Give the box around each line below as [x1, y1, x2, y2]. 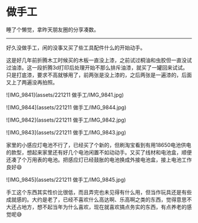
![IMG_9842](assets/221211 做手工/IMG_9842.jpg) [6, 116, 127, 123]
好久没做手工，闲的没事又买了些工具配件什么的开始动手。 [6, 44, 146, 51]
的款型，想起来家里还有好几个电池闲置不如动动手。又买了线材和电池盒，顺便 [6, 149, 192, 156]
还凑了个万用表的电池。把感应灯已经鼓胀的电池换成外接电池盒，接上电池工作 [6, 156, 192, 163]
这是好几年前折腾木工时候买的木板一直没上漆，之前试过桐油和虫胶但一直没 [6, 57, 187, 64]
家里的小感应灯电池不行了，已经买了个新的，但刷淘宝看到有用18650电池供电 [6, 141, 192, 148]
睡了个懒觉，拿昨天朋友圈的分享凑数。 [6, 26, 99, 33]
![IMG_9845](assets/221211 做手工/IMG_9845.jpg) [6, 176, 126, 183]
